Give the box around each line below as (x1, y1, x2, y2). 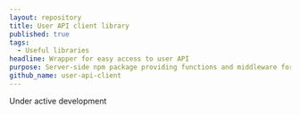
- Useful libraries (17, 46, 90, 55)
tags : (9, 37, 29, 47)
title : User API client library (9, 21, 129, 30)
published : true (9, 29, 70, 38)
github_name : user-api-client (9, 71, 122, 80)
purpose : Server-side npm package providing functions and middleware (9, 63, 278, 72)
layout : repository (9, 12, 82, 22)
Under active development (9, 95, 107, 106)
